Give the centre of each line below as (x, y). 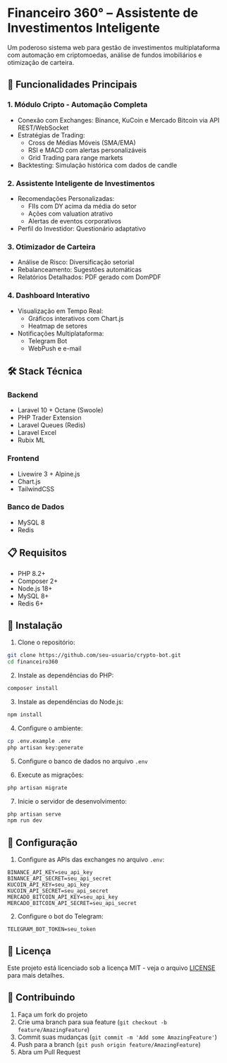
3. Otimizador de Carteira (51, 247)
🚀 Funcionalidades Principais (72, 85)
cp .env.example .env (39, 741)
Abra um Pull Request (49, 1052)
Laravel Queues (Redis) (51, 425)
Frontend (23, 458)
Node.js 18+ (35, 588)
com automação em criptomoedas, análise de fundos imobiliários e (105, 55)
